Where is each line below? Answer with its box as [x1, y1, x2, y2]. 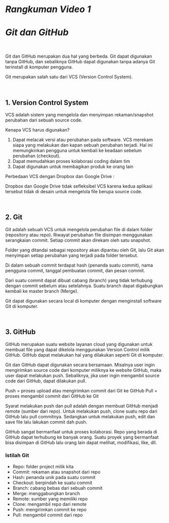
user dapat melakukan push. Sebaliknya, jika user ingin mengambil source [5, 372, 160, 378]
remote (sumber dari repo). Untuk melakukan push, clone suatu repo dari [5, 408, 158, 414]
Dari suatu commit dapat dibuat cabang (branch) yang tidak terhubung [5, 277, 153, 283]
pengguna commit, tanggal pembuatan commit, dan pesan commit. [5, 267, 145, 274]
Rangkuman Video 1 [5, 4, 91, 15]
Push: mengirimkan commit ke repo [12, 506, 87, 512]
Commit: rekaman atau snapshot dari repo [12, 469, 101, 475]
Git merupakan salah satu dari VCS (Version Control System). [5, 74, 133, 80]
